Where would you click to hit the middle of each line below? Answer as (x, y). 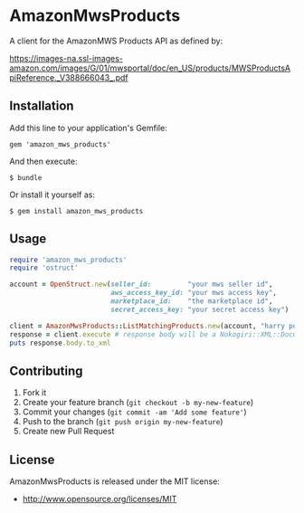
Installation (42, 106)
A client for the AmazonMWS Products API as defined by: (116, 41)
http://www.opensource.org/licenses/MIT (100, 499)
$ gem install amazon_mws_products (76, 211)
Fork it (34, 393)
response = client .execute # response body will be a (113, 334)
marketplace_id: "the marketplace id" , (191, 301)
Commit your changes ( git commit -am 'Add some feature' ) (134, 412)
